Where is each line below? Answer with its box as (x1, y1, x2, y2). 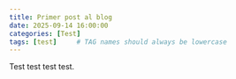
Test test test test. (9, 61, 75, 72)
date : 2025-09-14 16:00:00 (9, 21, 109, 30)
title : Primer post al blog (9, 12, 113, 22)
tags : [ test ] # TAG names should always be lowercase (9, 37, 227, 47)
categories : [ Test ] (9, 29, 81, 38)
